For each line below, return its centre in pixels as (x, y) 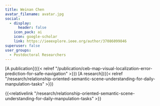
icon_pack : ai (28, 32)
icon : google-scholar (35, 37)
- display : (20, 23)
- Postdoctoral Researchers (38, 55)
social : (13, 18)
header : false (32, 28)
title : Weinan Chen (25, 9)
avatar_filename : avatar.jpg (34, 14)
